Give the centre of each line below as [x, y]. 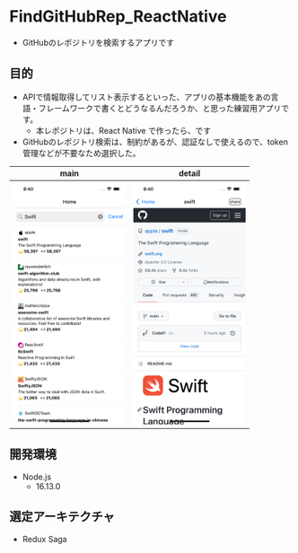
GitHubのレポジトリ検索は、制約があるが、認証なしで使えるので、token [155, 142]
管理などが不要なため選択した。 [81, 153]
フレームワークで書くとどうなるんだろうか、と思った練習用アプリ [160, 108]
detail [189, 173]
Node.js [37, 477]
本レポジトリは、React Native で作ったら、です [123, 130]
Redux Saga [44, 539]
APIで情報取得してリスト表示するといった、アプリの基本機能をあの [146, 97]
